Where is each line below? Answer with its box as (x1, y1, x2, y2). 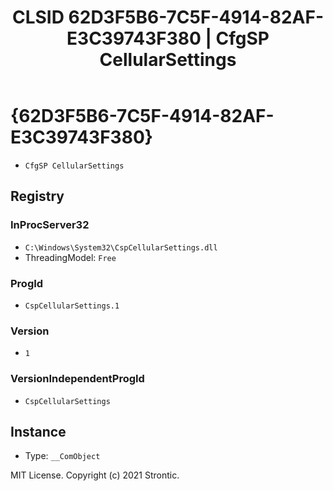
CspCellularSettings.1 (24, 301, 120, 311)
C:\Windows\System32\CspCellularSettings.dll (24, 242, 218, 253)
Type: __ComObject (24, 450, 101, 462)
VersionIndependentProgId (10, 372, 145, 386)
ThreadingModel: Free (24, 251, 117, 263)
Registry (10, 188, 65, 205)
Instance (10, 423, 67, 440)
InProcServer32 (10, 218, 90, 232)
